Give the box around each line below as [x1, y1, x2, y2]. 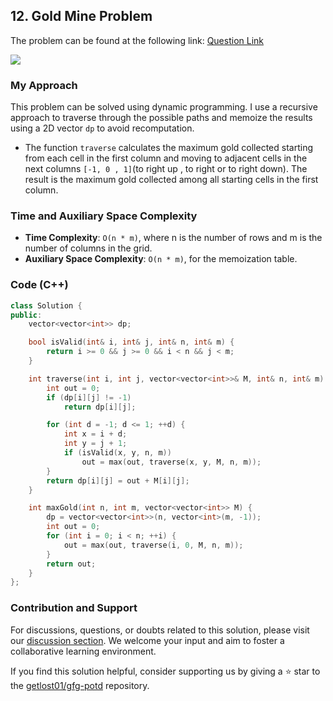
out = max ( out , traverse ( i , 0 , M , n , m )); [63, 540, 244, 550]
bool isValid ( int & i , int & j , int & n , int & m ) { [28, 337, 235, 348]
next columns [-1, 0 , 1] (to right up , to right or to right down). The [24, 163, 308, 175]
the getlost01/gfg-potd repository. [10, 679, 150, 691]
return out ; [46, 559, 97, 569]
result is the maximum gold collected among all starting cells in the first [24, 174, 319, 186]
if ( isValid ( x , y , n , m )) [63, 448, 172, 458]
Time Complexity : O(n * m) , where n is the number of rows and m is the [24, 232, 323, 244]
